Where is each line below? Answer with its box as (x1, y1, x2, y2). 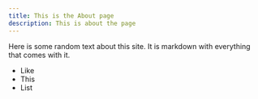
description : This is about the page (8, 19, 136, 27)
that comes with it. (8, 50, 71, 60)
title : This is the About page (8, 11, 114, 20)
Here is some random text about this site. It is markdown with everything (8, 41, 251, 51)
